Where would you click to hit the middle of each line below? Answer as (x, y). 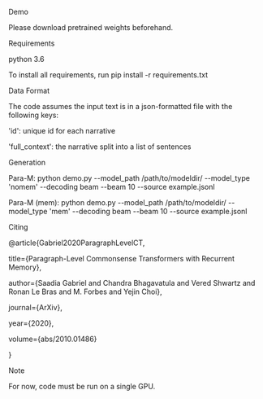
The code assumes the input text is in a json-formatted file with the (121, 106)
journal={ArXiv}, (36, 307)
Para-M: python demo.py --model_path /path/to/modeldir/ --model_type (129, 178)
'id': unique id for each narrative (62, 131)
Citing (18, 227)
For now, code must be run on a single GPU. (82, 386)
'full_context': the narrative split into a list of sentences (100, 147)
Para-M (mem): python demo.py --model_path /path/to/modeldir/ (118, 202)
